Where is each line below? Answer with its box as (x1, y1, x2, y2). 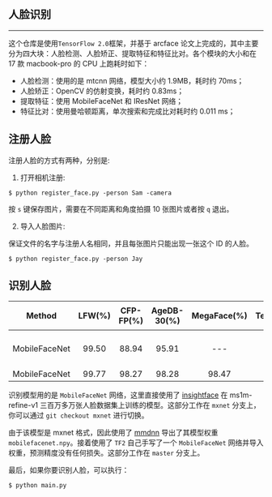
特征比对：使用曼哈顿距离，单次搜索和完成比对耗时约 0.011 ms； (19, 106, 236, 116)
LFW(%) (78, 311, 111, 322)
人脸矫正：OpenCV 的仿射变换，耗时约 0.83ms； (19, 86, 185, 96)
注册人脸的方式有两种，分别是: (8, 155, 111, 165)
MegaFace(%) (191, 311, 248, 322)
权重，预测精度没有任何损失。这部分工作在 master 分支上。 (8, 448, 205, 458)
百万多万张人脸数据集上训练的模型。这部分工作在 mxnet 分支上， (47, 401, 261, 410)
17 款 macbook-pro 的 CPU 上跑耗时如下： (8, 58, 150, 68)
